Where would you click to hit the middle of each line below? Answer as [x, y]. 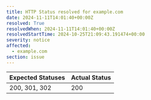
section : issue [25, 57]
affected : [19, 46]
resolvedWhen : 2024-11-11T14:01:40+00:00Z [61, 29]
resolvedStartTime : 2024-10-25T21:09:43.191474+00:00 [76, 35]
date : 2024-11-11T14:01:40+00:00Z [50, 18]
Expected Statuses [37, 78]
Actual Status [91, 78]
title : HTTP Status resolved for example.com [65, 12]
